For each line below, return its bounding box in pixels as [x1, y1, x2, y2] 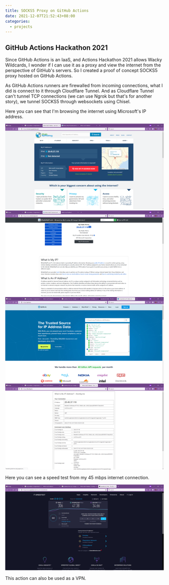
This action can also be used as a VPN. [5, 575, 87, 581]
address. [5, 114, 24, 120]
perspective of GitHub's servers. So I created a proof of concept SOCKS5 [5, 67, 158, 74]
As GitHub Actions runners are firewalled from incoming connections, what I [5, 83, 163, 89]
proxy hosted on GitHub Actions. [5, 73, 73, 79]
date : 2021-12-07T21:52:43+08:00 [5, 13, 75, 19]
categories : [5, 19, 30, 24]
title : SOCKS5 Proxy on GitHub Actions [5, 8, 89, 13]
